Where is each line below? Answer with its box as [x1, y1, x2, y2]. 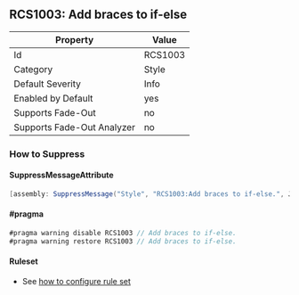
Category [13, 62, 53, 75]
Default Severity [13, 78, 82, 90]
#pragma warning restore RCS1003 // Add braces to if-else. [9, 236, 238, 246]
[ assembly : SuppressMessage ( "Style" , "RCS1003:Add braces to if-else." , [9, 189, 285, 199]
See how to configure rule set [21, 275, 132, 286]
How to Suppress [9, 147, 85, 160]
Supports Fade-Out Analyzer [13, 120, 136, 133]
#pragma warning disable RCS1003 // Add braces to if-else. [9, 229, 238, 238]
